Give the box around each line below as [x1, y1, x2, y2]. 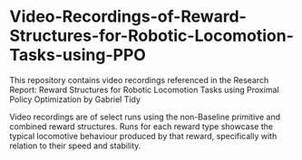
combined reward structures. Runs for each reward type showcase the [9, 120, 274, 132]
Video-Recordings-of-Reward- [9, 6, 247, 27]
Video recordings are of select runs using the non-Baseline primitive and [9, 111, 281, 122]
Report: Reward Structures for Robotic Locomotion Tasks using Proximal [9, 84, 279, 95]
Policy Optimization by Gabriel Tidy [9, 93, 141, 105]
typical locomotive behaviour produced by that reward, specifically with [9, 130, 278, 141]
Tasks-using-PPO [9, 45, 147, 65]
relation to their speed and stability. [9, 140, 141, 151]
